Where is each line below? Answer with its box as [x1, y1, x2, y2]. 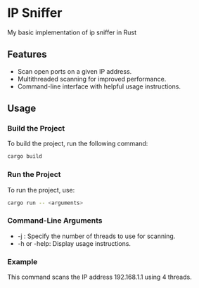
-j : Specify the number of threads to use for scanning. [17, 232, 176, 240]
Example [7, 256, 38, 266]
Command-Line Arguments [7, 216, 103, 225]
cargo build [7, 153, 42, 160]
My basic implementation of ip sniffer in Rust [7, 28, 137, 37]
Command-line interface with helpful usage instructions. [17, 82, 181, 91]
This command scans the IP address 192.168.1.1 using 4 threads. [7, 273, 192, 282]
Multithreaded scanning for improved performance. [17, 74, 167, 83]
